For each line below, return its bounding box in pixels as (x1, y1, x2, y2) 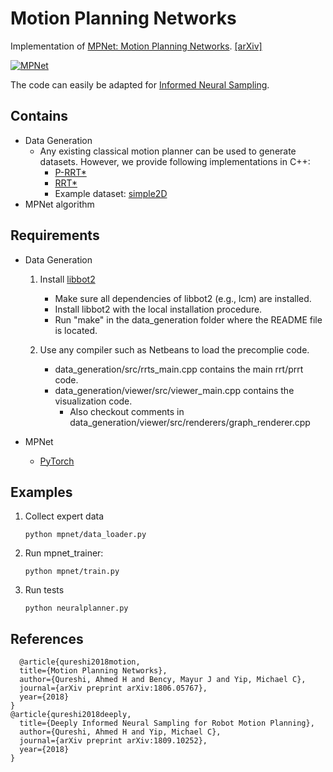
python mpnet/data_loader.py (24, 530, 147, 540)
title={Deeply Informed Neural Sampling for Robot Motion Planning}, (19, 718, 315, 729)
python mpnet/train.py (24, 567, 120, 577)
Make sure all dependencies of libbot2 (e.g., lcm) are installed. (54, 292, 312, 304)
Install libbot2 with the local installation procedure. (54, 303, 263, 315)
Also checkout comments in (69, 405, 185, 417)
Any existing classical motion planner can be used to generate (39, 145, 297, 157)
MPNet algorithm (24, 198, 95, 210)
